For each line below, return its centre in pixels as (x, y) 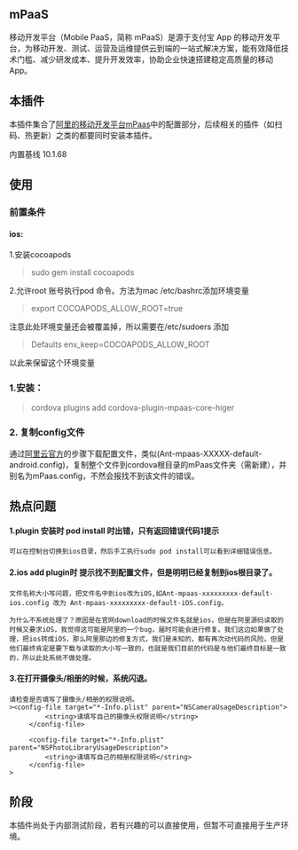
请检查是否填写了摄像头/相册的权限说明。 (74, 699)
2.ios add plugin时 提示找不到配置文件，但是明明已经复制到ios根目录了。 (143, 572)
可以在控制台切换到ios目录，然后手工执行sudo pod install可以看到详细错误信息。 (143, 552)
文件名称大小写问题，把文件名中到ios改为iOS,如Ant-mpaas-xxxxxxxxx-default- (141, 594)
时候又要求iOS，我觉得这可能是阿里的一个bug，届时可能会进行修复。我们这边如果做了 (143, 629)
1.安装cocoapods (40, 255)
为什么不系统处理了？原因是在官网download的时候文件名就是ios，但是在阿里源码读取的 (146, 620)
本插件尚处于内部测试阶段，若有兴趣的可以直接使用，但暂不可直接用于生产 (145, 825)
